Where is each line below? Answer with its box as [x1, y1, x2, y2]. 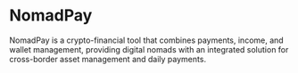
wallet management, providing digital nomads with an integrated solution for [9, 44, 289, 54]
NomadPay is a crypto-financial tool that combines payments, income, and [9, 35, 284, 45]
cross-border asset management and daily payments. [9, 53, 207, 64]
